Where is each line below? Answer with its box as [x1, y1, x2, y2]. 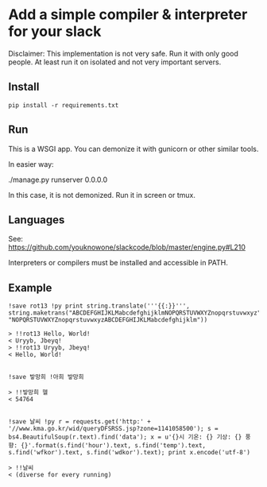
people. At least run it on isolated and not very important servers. [8, 57, 222, 67]
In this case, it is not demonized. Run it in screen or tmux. [8, 190, 196, 199]
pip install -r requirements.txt [8, 101, 119, 109]
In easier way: [8, 159, 54, 168]
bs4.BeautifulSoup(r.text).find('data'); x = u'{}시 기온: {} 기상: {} [8, 433, 242, 442]
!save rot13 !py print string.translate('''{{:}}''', [8, 302, 191, 311]
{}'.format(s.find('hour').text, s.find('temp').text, [21, 442, 207, 450]
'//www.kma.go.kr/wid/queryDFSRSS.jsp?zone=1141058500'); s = [8, 425, 219, 433]
